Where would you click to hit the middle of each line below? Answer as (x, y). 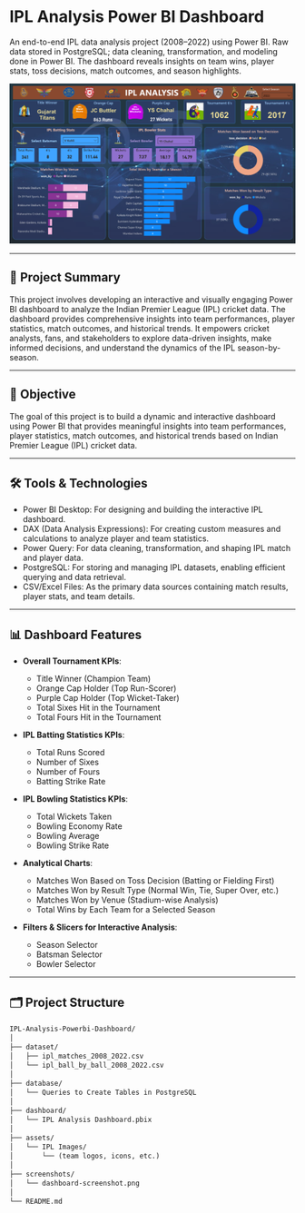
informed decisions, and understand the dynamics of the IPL (123, 348)
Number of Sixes (68, 762)
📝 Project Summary (65, 277)
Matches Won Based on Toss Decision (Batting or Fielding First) (155, 881)
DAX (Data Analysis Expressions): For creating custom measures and (152, 529)
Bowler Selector (66, 964)
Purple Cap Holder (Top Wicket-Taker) (108, 698)
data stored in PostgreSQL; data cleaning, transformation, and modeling (144, 51)
